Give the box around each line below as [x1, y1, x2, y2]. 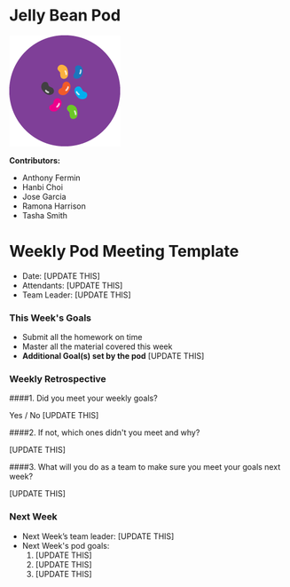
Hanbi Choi [21, 181, 64, 192]
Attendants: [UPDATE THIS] [21, 280, 123, 290]
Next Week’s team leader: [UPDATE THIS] [21, 530, 175, 542]
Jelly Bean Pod [9, 5, 121, 26]
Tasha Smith [21, 210, 68, 220]
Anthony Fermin [21, 172, 82, 183]
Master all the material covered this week [21, 341, 173, 352]
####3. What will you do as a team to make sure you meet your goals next [9, 462, 281, 472]
